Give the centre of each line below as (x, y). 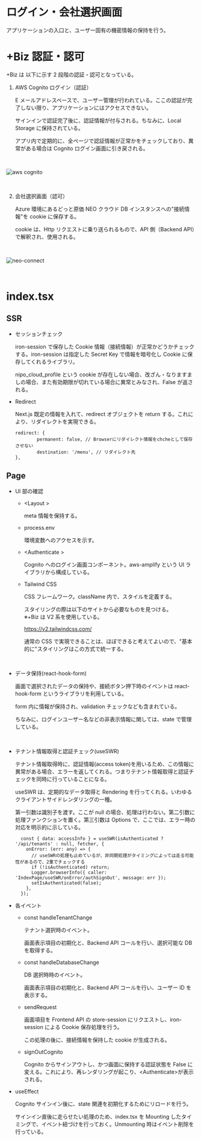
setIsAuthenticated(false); (66, 883)
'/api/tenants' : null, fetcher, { (60, 844)
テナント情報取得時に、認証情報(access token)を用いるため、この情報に (104, 764)
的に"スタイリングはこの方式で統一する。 (76, 648)
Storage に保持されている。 (49, 128)
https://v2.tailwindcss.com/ (58, 629)
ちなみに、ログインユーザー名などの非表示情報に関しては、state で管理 (103, 719)
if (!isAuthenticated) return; (70, 867)
